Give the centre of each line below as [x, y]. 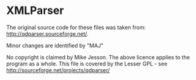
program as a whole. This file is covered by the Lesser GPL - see [87, 64]
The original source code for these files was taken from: [76, 27]
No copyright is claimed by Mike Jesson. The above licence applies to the [98, 57]
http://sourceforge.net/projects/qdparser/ [58, 70]
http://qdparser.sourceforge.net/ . [47, 33]
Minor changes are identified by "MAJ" [55, 45]
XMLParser [35, 11]
